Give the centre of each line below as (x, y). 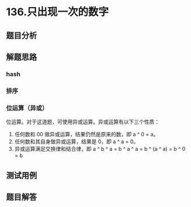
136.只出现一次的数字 (58, 12)
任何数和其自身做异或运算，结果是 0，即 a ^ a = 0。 (77, 142)
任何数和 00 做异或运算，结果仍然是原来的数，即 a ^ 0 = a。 (86, 134)
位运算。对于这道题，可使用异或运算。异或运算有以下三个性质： (83, 122)
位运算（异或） (27, 108)
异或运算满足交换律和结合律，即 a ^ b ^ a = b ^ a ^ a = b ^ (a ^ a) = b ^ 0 (100, 149)
